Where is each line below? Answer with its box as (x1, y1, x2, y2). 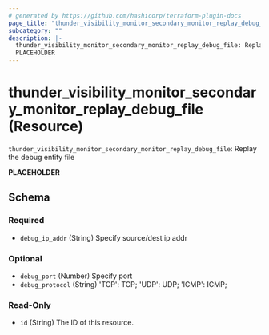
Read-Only (8, 299, 52, 310)
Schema (8, 191, 50, 205)
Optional (8, 253, 42, 264)
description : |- (8, 34, 62, 42)
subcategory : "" (8, 26, 62, 34)
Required (8, 215, 45, 226)
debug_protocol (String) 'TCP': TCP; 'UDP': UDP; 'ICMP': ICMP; (19, 279, 227, 289)
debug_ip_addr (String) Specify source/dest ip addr (19, 233, 188, 242)
